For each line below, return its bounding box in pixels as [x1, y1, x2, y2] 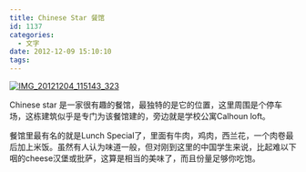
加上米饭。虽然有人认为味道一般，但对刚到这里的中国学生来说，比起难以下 [16, 142, 297, 152]
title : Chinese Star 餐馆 [9, 13, 105, 23]
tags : [9, 56, 30, 65]
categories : [9, 30, 55, 39]
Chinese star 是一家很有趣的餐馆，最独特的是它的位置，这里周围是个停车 [9, 99, 282, 110]
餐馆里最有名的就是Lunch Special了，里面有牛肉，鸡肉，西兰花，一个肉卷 [9, 130, 287, 141]
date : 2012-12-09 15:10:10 [9, 47, 112, 56]
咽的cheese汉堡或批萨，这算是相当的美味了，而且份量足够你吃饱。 [9, 153, 261, 164]
